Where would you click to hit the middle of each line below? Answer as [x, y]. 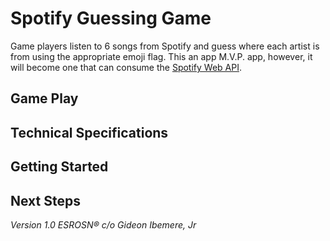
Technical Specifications [89, 132]
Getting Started [59, 167]
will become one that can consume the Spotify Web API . [126, 67]
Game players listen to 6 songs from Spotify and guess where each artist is [165, 46]
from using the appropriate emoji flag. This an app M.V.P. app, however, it [161, 56]
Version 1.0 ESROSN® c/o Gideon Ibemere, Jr [103, 224]
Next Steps [45, 200]
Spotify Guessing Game [111, 18]
